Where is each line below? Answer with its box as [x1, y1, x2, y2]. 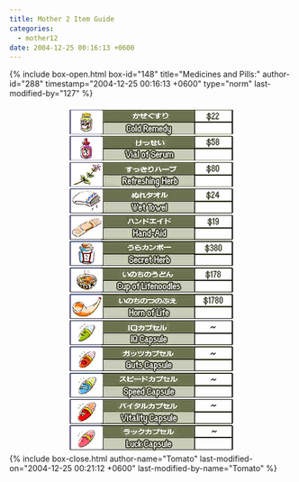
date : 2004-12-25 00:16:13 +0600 [9, 43, 135, 52]
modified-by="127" [9, 88, 80, 99]
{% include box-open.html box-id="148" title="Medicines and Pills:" [9, 68, 261, 80]
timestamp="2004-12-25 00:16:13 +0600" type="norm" [45, 78, 253, 89]
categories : [9, 23, 54, 33]
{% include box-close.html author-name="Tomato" [9, 453, 198, 464]
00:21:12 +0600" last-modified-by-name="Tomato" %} [74, 463, 277, 474]
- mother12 [17, 33, 59, 42]
